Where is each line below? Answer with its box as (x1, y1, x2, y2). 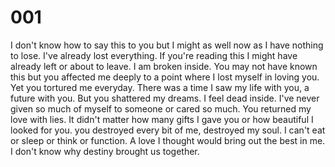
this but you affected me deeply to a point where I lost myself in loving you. (10, 71, 320, 83)
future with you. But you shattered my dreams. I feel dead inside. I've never (10, 92, 320, 104)
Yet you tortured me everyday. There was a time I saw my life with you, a (10, 81, 310, 93)
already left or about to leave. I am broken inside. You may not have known (10, 60, 318, 72)
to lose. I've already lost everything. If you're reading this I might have (10, 49, 298, 61)
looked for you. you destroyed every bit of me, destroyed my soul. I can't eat (10, 124, 326, 136)
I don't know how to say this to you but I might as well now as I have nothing (10, 39, 324, 51)
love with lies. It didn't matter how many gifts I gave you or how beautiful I (10, 113, 314, 125)
